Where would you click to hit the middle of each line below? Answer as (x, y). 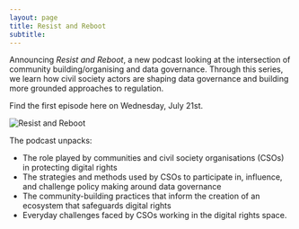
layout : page (34, 18)
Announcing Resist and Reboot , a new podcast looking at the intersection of (150, 60)
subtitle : (28, 34)
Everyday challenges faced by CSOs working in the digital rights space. (154, 216)
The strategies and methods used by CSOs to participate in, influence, (152, 177)
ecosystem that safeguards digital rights (97, 206)
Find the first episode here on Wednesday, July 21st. (106, 106)
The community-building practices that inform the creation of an (141, 196)
